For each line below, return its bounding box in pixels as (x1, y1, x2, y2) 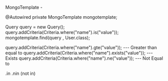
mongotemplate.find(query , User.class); (5, 35, 90, 40)
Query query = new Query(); (5, 24, 65, 30)
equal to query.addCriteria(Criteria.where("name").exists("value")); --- (5, 50, 153, 56)
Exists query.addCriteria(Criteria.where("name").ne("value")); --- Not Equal (5, 55, 163, 61)
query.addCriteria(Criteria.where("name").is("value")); (5, 29, 119, 35)
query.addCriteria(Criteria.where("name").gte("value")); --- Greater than (5, 45, 157, 50)
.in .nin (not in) (5, 70, 36, 76)
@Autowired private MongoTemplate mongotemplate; (5, 14, 118, 20)
